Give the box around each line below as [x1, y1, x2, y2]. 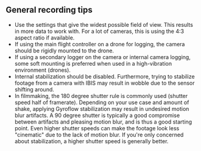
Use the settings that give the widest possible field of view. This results [14, 21, 193, 28]
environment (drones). [14, 66, 71, 74]
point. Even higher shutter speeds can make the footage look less [14, 124, 180, 132]
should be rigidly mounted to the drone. [14, 47, 114, 54]
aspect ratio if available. [14, 33, 75, 41]
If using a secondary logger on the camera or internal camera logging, [14, 53, 191, 60]
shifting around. [14, 85, 54, 93]
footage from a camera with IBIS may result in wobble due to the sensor [14, 79, 196, 86]
